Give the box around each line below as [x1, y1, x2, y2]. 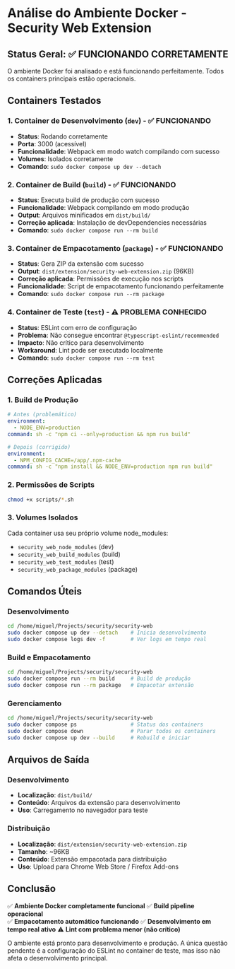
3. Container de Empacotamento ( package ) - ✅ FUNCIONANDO [7, 243, 224, 253]
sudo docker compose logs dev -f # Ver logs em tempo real [7, 636, 207, 643]
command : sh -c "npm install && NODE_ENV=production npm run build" [7, 463, 213, 471]
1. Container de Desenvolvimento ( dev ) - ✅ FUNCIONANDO [7, 116, 212, 126]
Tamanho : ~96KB [17, 847, 70, 856]
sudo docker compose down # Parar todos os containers [7, 728, 217, 735]
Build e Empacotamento [7, 652, 91, 662]
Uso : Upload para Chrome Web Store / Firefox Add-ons [17, 862, 179, 871]
